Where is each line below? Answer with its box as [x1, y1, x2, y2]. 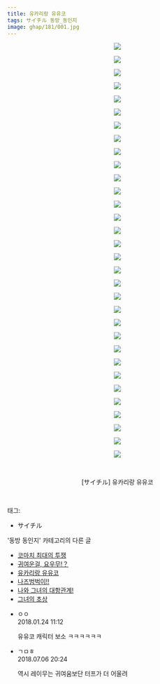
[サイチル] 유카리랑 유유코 [81, 478, 154, 486]
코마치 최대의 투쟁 [17, 551, 66, 560]
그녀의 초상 [17, 595, 48, 603]
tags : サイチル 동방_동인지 [7, 17, 78, 24]
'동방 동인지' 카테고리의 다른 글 [7, 536, 92, 544]
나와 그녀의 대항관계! [17, 586, 74, 595]
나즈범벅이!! [17, 577, 50, 586]
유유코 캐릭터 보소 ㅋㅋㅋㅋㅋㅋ [17, 632, 102, 641]
